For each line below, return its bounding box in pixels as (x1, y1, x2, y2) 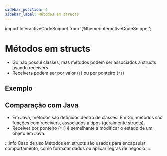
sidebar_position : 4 (5, 7, 48, 12)
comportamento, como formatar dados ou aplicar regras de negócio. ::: (5, 145, 152, 151)
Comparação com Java (5, 101, 79, 110)
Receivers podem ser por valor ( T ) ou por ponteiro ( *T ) (12, 70, 125, 76)
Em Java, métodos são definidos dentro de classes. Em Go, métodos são (12, 114, 163, 120)
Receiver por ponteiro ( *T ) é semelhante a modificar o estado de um (12, 125, 153, 131)
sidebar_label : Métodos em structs (5, 12, 79, 17)
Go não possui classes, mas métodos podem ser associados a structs (12, 59, 156, 65)
